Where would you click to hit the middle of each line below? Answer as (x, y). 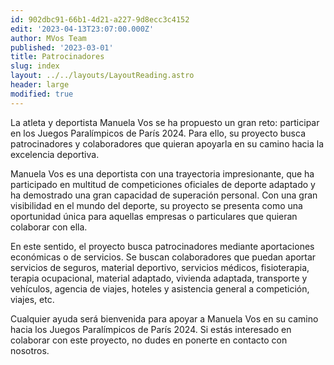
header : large (40, 85)
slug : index (35, 66)
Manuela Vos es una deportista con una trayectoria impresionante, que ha (162, 173)
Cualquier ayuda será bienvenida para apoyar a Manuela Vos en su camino (164, 318)
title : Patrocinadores (57, 57)
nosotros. (30, 350)
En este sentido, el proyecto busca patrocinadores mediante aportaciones (162, 246)
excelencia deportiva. (55, 154)
